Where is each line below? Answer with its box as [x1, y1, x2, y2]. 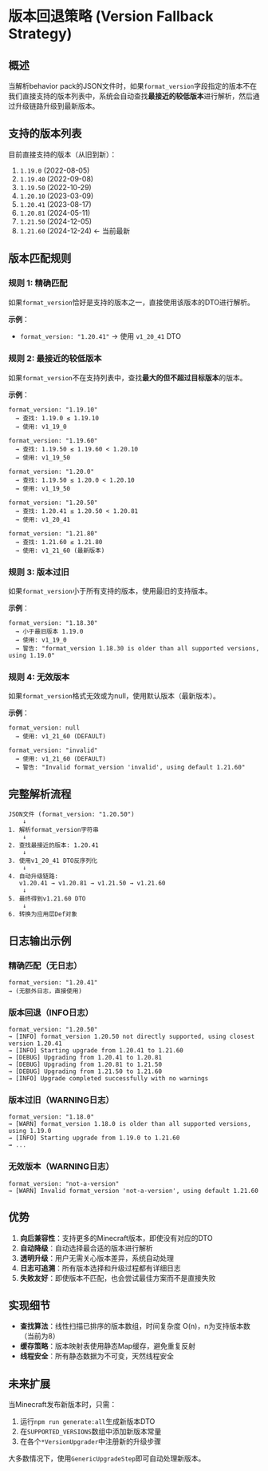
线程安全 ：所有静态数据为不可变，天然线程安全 [19, 1351, 174, 1361]
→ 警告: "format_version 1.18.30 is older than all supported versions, [15, 645, 260, 653]
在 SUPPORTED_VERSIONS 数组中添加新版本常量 [19, 1427, 162, 1437]
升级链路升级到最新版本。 [14, 101, 100, 110]
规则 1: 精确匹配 [8, 277, 68, 288]
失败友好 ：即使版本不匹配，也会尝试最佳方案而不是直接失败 [19, 1273, 216, 1282]
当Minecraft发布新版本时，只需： [8, 1400, 117, 1409]
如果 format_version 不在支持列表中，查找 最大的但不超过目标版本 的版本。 [8, 372, 247, 382]
